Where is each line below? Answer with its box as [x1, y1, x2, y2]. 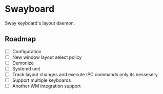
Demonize [12, 60, 34, 66]
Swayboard [5, 3, 55, 15]
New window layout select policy [12, 54, 82, 60]
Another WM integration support [12, 83, 81, 89]
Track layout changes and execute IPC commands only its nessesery [12, 72, 158, 77]
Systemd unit [12, 65, 40, 72]
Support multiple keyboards [12, 77, 71, 83]
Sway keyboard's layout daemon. [5, 20, 75, 26]
